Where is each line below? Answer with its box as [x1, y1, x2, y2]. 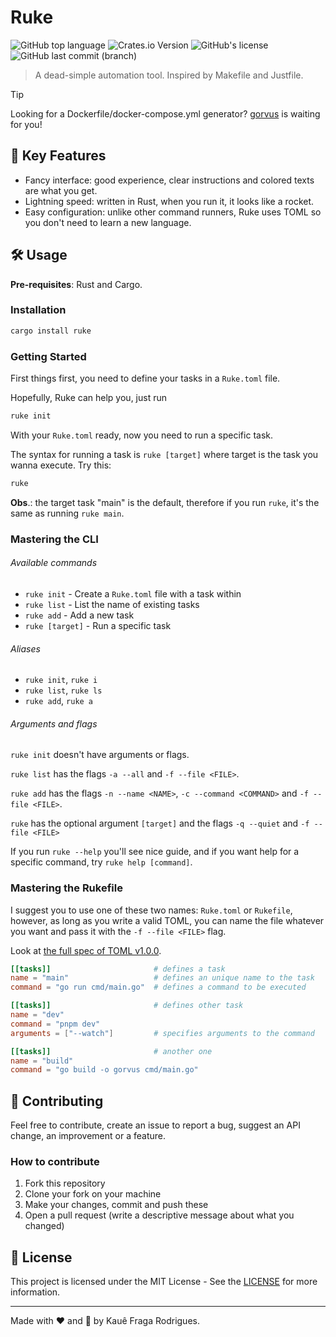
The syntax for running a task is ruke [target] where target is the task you [10, 448, 319, 460]
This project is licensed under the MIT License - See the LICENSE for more [10, 1276, 318, 1288]
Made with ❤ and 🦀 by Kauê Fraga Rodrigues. [10, 1315, 200, 1327]
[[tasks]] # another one [10, 1046, 213, 1056]
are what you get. [24, 184, 98, 196]
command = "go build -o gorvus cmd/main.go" [10, 1065, 199, 1075]
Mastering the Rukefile [10, 881, 123, 895]
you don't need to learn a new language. [24, 216, 192, 228]
